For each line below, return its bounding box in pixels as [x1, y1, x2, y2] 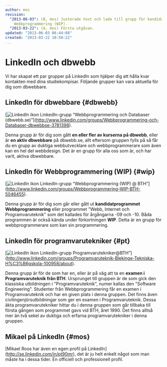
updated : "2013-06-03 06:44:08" [5, 30, 72, 35]
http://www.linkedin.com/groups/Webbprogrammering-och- [36, 117, 159, 123]
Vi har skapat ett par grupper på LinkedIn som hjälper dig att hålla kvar [5, 73, 150, 79]
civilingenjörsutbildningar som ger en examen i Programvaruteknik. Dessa [5, 297, 157, 303]
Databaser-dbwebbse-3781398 [5, 122, 70, 128]
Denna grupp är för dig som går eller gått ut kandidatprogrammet [5, 201, 140, 207]
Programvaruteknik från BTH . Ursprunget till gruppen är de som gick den [5, 276, 157, 282]
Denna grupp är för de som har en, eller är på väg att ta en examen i [5, 270, 145, 276]
